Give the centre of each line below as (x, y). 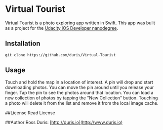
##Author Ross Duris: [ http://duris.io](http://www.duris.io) (64, 122)
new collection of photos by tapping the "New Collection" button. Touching (81, 98)
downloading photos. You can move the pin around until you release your (80, 87)
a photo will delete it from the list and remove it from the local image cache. (82, 103)
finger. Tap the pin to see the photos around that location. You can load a (79, 92)
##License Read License (30, 113)
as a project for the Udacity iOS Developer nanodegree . (62, 28)
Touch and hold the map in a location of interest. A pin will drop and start (79, 82)
